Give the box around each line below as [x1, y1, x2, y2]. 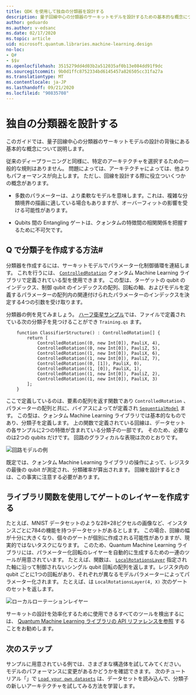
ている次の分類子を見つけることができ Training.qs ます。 [6, 318, 145, 325]
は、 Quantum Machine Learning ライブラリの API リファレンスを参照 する [6, 618, 185, 625]
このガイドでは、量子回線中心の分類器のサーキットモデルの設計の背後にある [6, 138, 190, 145]
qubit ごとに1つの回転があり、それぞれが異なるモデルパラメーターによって [6, 571, 185, 578]
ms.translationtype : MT [6, 74, 64, 80]
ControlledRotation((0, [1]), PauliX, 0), [37, 361, 142, 367]
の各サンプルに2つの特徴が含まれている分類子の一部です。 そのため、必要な [6, 426, 189, 433]
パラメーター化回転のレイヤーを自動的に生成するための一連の [36, 549, 185, 556]
